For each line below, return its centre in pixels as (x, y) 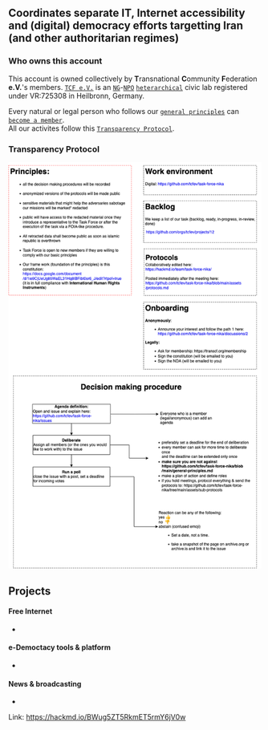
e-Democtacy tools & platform (59, 647)
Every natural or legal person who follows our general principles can (124, 111)
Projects (30, 591)
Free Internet (30, 611)
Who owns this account (55, 61)
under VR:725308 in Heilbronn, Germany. (77, 95)
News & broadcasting (45, 683)
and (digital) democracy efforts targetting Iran (126, 26)
